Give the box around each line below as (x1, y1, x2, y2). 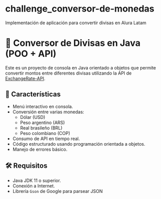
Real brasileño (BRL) (20, 124, 63, 131)
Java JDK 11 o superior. (12, 177, 62, 183)
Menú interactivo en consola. (12, 103, 73, 109)
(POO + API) (5, 48, 57, 59)
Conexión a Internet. (12, 182, 56, 189)
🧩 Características (5, 90, 61, 99)
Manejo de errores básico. (12, 146, 68, 152)
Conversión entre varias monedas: (12, 109, 84, 115)
